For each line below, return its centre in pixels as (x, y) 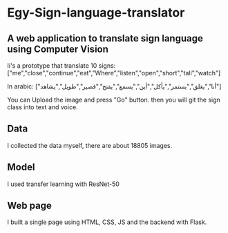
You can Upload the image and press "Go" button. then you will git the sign (114, 100)
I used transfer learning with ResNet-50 (63, 184)
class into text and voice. (42, 107)
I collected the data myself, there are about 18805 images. (90, 145)
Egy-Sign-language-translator (96, 13)
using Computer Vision (58, 49)
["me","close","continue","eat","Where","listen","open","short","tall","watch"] (114, 73)
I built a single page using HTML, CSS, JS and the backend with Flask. (107, 222)
